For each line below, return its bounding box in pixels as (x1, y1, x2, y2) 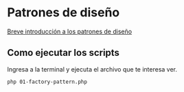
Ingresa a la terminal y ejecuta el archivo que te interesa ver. (7, 65, 177, 73)
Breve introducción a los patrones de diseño (7, 27, 133, 35)
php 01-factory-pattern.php (7, 78, 88, 85)
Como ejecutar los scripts (7, 47, 120, 59)
